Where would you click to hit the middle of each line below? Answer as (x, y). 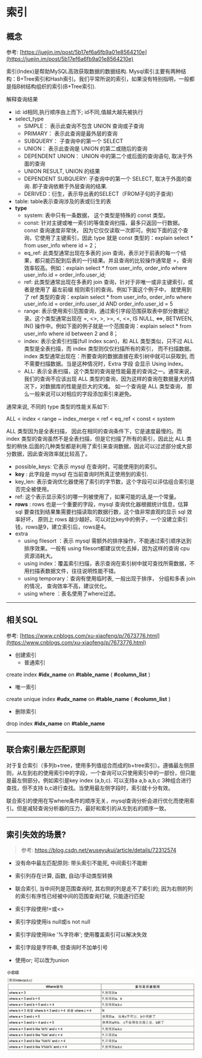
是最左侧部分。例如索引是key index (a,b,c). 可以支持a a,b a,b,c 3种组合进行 (99, 780)
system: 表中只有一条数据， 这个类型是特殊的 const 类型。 (96, 215)
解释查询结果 (22, 99)
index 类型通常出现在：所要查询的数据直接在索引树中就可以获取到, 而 (109, 356)
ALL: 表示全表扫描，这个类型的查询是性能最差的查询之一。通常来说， (109, 371)
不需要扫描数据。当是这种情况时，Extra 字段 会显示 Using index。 (105, 364)
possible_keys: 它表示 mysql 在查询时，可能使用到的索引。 (87, 467)
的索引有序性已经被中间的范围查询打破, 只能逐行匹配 (80, 896)
